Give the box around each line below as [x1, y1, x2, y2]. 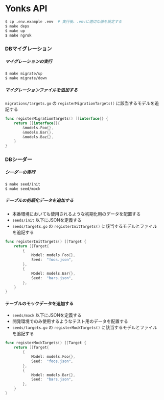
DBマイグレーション [5, 45, 52, 52]
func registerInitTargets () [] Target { [5, 239, 87, 244]
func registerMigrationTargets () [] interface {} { [5, 116, 109, 121]
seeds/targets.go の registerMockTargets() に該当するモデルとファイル [12, 324, 158, 330]
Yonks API [5, 3, 47, 14]
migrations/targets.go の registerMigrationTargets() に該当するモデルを [5, 100, 155, 106]
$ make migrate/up [5, 71, 43, 76]
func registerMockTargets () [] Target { [5, 341, 87, 346]
